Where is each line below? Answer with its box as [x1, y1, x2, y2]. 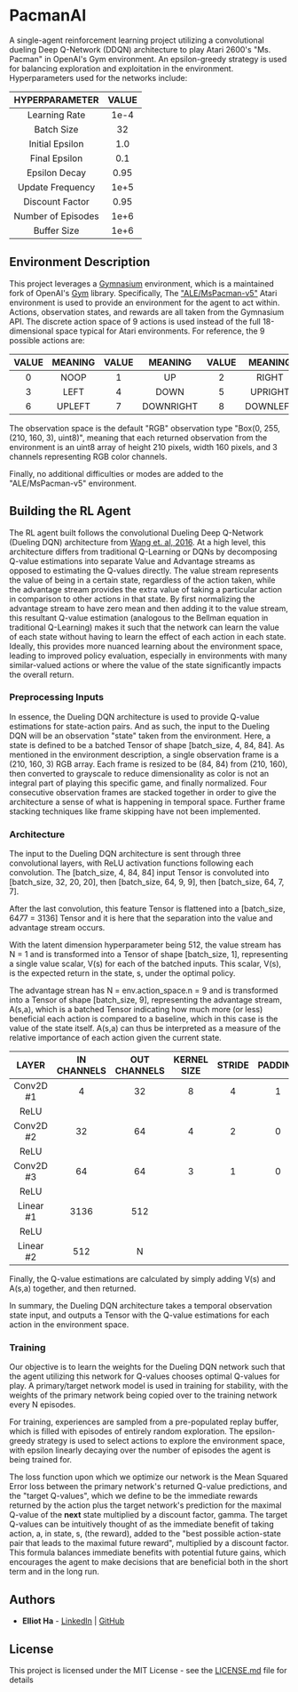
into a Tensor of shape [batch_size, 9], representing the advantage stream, [9, 995, 282, 1005]
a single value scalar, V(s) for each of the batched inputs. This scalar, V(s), [9, 958, 282, 970]
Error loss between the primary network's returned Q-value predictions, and [9, 1481, 288, 1492]
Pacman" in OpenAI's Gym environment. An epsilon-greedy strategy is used [9, 53, 287, 64]
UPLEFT [56, 399, 91, 412]
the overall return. [9, 669, 74, 680]
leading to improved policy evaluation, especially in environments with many [9, 650, 287, 661]
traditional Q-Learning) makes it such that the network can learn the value [9, 622, 279, 632]
